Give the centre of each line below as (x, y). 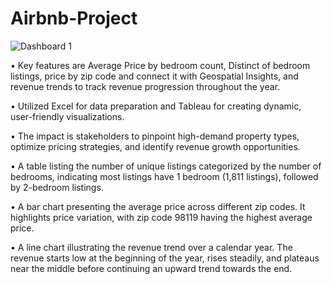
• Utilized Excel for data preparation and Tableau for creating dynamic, (156, 106)
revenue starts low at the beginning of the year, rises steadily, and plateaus (165, 258)
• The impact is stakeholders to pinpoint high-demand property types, (155, 136)
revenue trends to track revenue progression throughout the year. (145, 86)
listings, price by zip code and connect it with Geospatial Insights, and (154, 76)
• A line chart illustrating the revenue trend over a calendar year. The (151, 247)
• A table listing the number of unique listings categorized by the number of (166, 166)
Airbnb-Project (74, 18)
